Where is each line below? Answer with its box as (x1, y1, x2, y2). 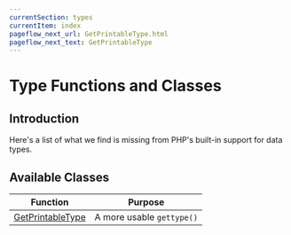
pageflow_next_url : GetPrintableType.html (9, 29, 169, 38)
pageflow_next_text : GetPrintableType (9, 37, 153, 47)
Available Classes (9, 169, 110, 184)
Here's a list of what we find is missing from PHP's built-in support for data (9, 135, 283, 145)
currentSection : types (9, 12, 93, 22)
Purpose (128, 196, 165, 208)
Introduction (9, 111, 80, 126)
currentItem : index (9, 21, 82, 30)
